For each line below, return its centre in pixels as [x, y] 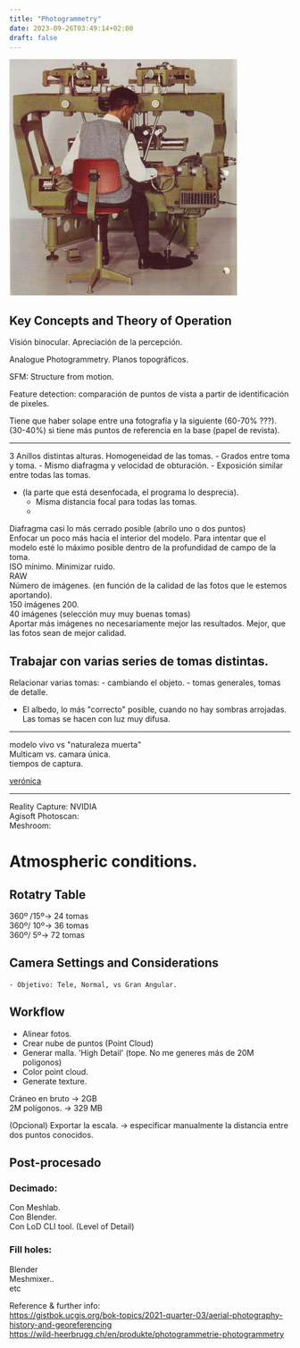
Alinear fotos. [47, 1034]
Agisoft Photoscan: [44, 816]
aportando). [31, 595]
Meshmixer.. [32, 1278]
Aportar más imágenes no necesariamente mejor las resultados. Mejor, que [147, 624]
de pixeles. [29, 404]
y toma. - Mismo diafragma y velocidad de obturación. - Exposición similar [146, 465]
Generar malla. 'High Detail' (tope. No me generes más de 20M [138, 1052]
